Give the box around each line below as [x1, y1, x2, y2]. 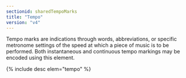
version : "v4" [6, 19, 41, 25]
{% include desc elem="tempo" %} [6, 66, 92, 73]
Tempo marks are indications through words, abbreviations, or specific [6, 36, 177, 43]
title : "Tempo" [6, 14, 43, 20]
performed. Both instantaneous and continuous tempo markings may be [6, 48, 180, 55]
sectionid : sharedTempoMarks [6, 8, 77, 15]
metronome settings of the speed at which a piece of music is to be [6, 42, 169, 49]
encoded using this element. [6, 54, 75, 62]
